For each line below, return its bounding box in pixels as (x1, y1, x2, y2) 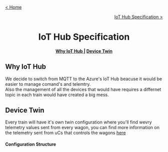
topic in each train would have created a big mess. (5, 92, 109, 98)
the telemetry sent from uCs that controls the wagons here (5, 130, 126, 136)
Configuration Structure (5, 142, 56, 147)
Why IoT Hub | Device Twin (55, 48, 112, 54)
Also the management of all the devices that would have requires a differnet (5, 86, 161, 92)
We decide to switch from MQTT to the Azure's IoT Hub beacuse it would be (5, 76, 162, 82)
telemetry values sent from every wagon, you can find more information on (5, 125, 160, 131)
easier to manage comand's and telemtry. (5, 81, 91, 87)
